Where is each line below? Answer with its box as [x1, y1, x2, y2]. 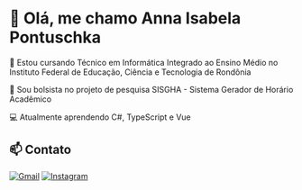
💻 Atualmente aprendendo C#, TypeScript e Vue [9, 112, 191, 122]
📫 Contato [9, 142, 72, 158]
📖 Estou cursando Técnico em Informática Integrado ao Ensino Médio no [9, 57, 279, 68]
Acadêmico [9, 94, 52, 104]
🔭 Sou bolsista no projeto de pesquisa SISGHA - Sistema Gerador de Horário [9, 84, 294, 95]
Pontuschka [9, 27, 102, 48]
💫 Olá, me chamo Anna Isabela [9, 8, 242, 29]
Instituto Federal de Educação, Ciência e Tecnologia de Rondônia [9, 67, 252, 77]
